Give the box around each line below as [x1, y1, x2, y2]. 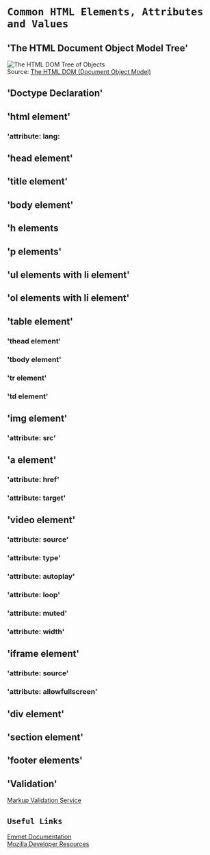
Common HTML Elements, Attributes [7, 5, 204, 19]
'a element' [7, 455, 57, 466]
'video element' [7, 514, 76, 526]
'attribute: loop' [7, 590, 60, 600]
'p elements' [7, 245, 62, 257]
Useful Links [7, 816, 63, 826]
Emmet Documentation [7, 832, 72, 841]
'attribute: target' [7, 493, 66, 503]
